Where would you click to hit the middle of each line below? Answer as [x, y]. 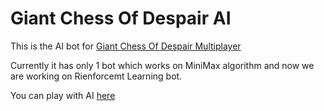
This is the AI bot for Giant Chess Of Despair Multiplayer [126, 46]
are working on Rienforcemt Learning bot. [96, 76]
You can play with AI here [63, 95]
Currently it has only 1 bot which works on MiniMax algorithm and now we [162, 65]
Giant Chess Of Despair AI [121, 18]
